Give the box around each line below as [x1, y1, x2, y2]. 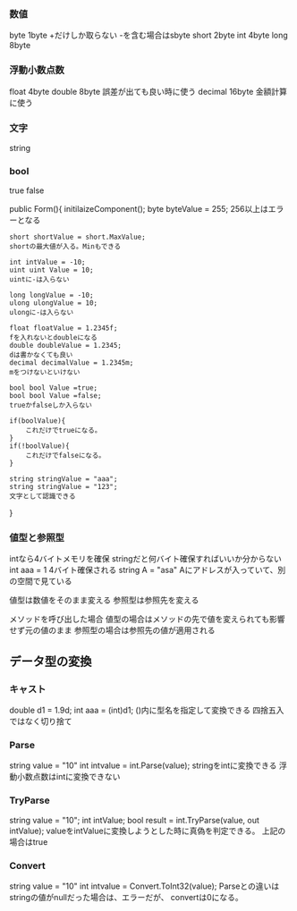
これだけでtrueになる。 [25, 426, 102, 435]
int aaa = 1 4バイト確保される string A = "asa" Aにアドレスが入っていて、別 [9, 565, 286, 576]
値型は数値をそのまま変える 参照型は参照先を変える [9, 595, 199, 605]
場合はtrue [9, 836, 48, 847]
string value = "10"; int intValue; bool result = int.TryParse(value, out [9, 814, 259, 825]
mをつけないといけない [9, 368, 81, 377]
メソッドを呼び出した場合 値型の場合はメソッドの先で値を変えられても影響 [9, 614, 285, 625]
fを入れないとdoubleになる [9, 333, 98, 342]
